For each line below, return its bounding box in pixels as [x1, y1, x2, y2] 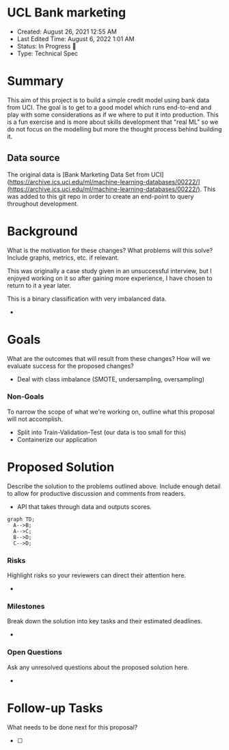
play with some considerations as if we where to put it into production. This [7, 110, 219, 118]
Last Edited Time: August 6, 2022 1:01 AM [16, 34, 135, 42]
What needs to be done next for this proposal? [7, 723, 138, 731]
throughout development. [7, 199, 79, 208]
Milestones [7, 601, 45, 611]
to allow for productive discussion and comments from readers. [7, 489, 186, 497]
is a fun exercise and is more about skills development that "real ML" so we [7, 118, 219, 126]
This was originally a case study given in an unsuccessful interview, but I [7, 266, 212, 275]
